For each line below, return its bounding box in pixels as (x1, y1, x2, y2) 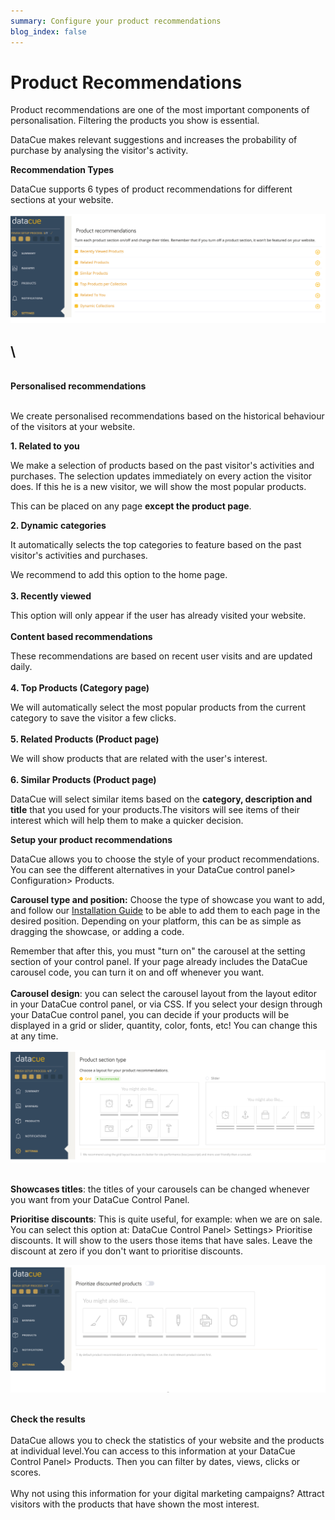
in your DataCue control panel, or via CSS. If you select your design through (10, 998, 323, 1010)
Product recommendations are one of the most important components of (10, 104, 310, 116)
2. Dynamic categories (10, 519, 107, 531)
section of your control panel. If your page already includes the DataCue (10, 955, 308, 967)
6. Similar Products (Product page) (10, 773, 157, 785)
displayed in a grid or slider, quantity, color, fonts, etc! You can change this (10, 1019, 318, 1031)
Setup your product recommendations (10, 833, 173, 845)
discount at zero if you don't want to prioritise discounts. (10, 1245, 243, 1257)
